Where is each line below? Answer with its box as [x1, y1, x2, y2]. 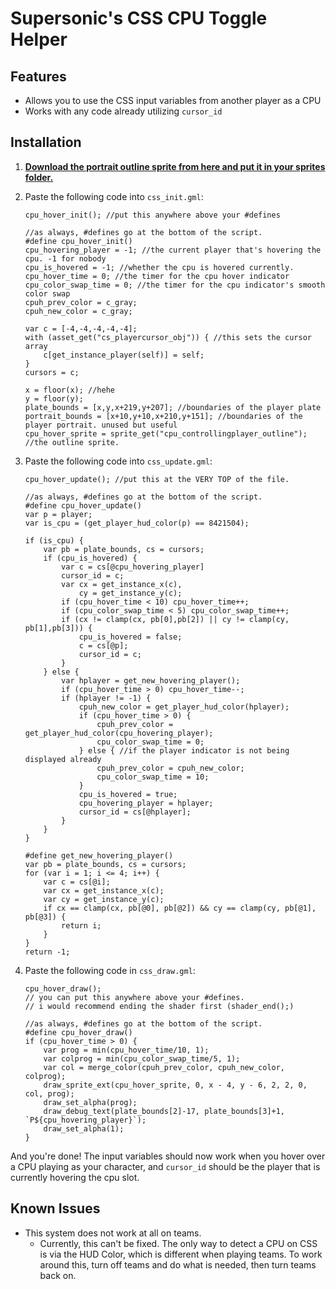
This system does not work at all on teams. [24, 1227, 202, 1239]
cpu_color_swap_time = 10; [96, 772, 210, 782]
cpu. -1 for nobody [24, 253, 107, 264]
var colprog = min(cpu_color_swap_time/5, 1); [43, 1053, 241, 1064]
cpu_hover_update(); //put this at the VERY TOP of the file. [24, 474, 290, 484]
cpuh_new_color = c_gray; [24, 306, 133, 316]
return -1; [24, 947, 71, 957]
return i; [61, 920, 102, 931]
